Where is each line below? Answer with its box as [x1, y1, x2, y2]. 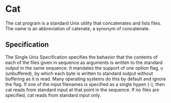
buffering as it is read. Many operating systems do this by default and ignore [5, 75, 166, 82]
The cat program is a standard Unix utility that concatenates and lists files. [5, 20, 162, 26]
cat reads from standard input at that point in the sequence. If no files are [5, 87, 159, 93]
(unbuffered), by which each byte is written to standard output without [5, 70, 153, 76]
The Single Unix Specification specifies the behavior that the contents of [5, 54, 158, 60]
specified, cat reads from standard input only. [5, 92, 101, 98]
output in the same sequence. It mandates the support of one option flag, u [5, 65, 163, 71]
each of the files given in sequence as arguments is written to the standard [5, 59, 163, 66]
